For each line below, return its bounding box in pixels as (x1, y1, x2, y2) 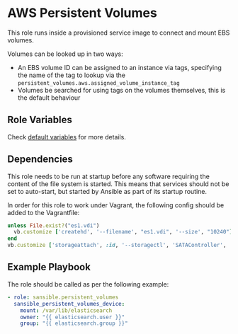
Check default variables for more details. (7, 132, 126, 141)
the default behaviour (17, 93, 81, 102)
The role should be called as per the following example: (7, 280, 169, 288)
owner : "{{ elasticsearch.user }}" (20, 313, 125, 321)
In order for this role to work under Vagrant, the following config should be (7, 200, 225, 209)
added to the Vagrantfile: (7, 208, 80, 217)
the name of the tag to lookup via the (17, 71, 126, 79)
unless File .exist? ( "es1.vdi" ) (7, 221, 100, 229)
